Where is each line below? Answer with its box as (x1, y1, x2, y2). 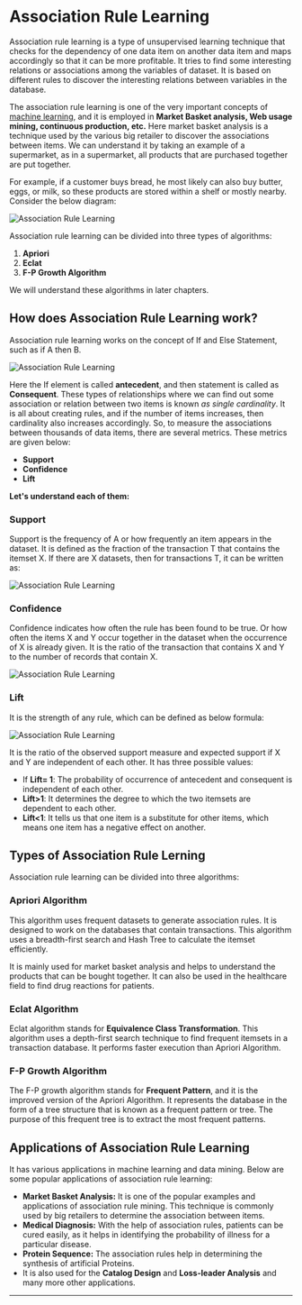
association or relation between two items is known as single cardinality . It (9, 398, 286, 409)
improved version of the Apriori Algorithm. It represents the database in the (9, 1095, 288, 1106)
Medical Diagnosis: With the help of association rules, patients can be (22, 1219, 284, 1231)
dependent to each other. (22, 802, 117, 813)
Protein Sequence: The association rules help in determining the (22, 1248, 262, 1259)
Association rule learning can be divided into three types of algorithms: (9, 230, 272, 241)
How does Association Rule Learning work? (9, 311, 258, 326)
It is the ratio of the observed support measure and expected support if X (9, 746, 281, 758)
